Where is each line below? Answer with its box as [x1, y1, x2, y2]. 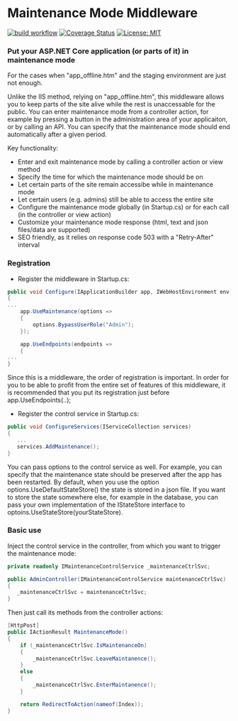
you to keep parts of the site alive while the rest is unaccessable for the [7, 100, 216, 109]
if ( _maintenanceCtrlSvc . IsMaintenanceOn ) [20, 642, 147, 649]
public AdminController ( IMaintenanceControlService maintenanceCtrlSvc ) [7, 576, 227, 583]
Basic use [7, 525, 42, 535]
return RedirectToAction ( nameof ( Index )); [20, 700, 144, 708]
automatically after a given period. [7, 130, 108, 139]
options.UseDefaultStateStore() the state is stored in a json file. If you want [7, 485, 225, 494]
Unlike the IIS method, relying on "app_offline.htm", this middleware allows [7, 92, 225, 101]
